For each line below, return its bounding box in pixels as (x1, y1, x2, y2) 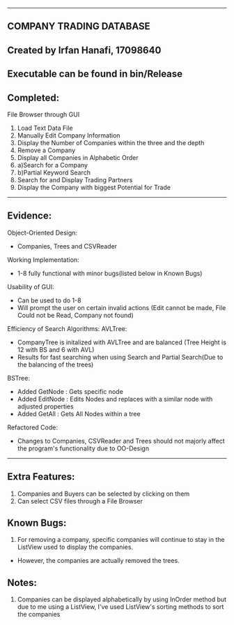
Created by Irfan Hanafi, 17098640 (7, 44, 162, 56)
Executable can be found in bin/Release (7, 68, 183, 80)
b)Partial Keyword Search (17, 168, 91, 177)
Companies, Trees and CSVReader (17, 242, 117, 250)
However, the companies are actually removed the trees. (17, 557, 180, 565)
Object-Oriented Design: (7, 228, 78, 237)
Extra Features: (7, 471, 75, 483)
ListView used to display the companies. (17, 543, 134, 552)
